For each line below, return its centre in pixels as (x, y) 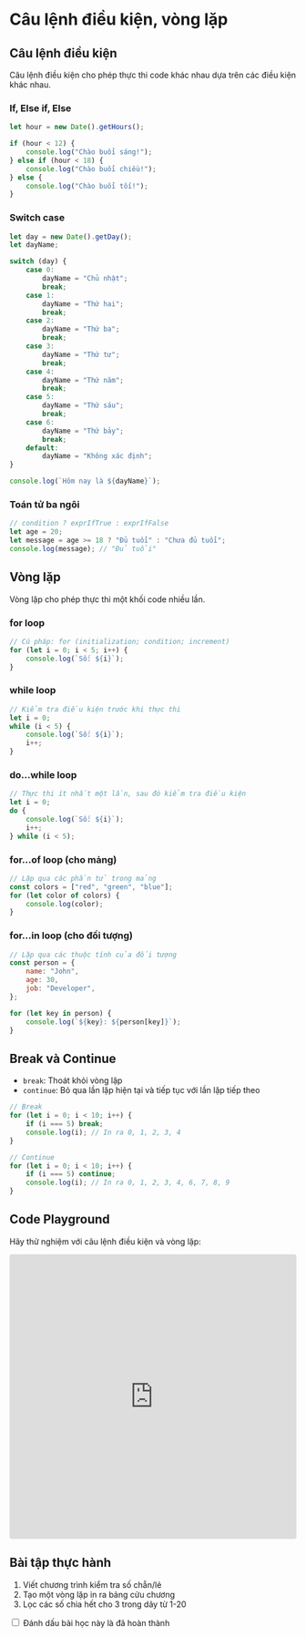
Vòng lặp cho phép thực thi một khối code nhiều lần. (107, 599)
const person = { (42, 963)
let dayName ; (34, 245)
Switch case (37, 218)
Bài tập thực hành (61, 1563)
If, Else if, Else (41, 107)
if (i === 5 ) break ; (65, 1124)
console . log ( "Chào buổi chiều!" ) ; (91, 169)
